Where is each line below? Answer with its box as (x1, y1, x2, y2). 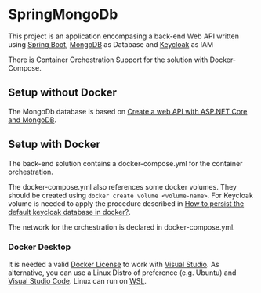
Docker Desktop (8, 241, 71, 252)
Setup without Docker (8, 86, 118, 99)
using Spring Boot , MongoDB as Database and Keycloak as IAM (8, 39, 214, 49)
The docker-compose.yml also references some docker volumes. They (8, 182, 237, 191)
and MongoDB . (8, 115, 57, 125)
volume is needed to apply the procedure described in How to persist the (8, 198, 245, 208)
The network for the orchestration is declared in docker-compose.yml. (8, 222, 235, 232)
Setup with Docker (8, 138, 100, 151)
